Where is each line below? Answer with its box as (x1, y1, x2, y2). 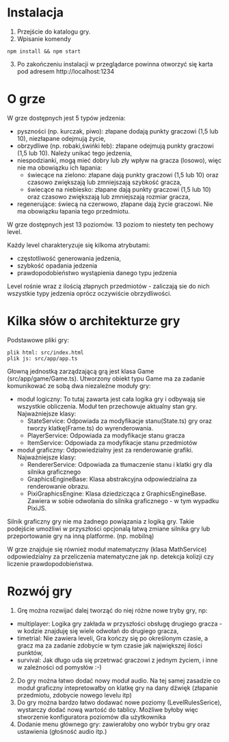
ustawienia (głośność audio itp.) (16, 727, 107, 735)
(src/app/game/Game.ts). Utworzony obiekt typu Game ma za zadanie (7, 374, 205, 383)
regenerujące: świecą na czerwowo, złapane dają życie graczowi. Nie (16, 200, 213, 208)
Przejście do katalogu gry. (16, 27, 91, 36)
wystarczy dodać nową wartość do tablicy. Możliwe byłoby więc (16, 705, 198, 713)
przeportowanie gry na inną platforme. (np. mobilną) (7, 532, 154, 540)
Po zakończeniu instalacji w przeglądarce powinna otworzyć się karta (16, 60, 213, 68)
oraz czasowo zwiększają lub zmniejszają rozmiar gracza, (27, 192, 191, 201)
